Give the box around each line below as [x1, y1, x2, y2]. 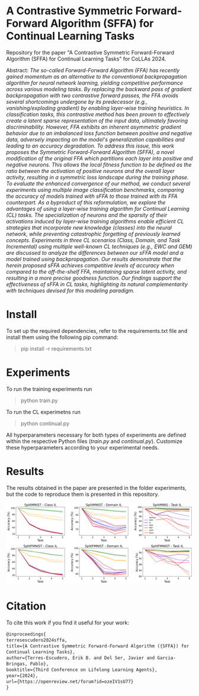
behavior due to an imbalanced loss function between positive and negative [6, 129, 192, 137]
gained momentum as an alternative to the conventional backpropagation [6, 73, 187, 80]
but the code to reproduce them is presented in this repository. [6, 490, 159, 498]
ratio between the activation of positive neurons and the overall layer [6, 167, 175, 174]
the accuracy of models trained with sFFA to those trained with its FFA [6, 193, 178, 200]
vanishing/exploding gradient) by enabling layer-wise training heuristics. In [6, 104, 190, 111]
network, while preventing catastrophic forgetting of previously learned [6, 230, 181, 238]
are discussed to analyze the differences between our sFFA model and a [6, 249, 184, 256]
